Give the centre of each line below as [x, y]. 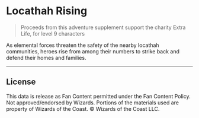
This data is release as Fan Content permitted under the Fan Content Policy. [98, 96]
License [21, 82]
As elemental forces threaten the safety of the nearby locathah [83, 45]
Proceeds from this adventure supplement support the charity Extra [103, 27]
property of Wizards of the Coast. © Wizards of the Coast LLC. [83, 109]
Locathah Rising [47, 11]
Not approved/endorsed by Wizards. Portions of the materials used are [93, 103]
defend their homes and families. [46, 58]
